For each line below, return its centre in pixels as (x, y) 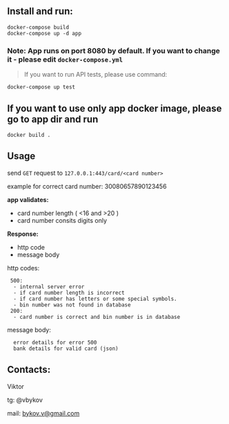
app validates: (28, 199)
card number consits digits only (62, 220)
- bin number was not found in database (72, 305)
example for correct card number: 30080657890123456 (87, 186)
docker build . (29, 135)
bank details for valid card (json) (66, 349)
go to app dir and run (53, 119)
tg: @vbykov (25, 400)
